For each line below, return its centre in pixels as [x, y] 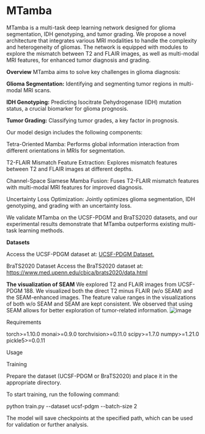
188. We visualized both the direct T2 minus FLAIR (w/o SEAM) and [109, 290]
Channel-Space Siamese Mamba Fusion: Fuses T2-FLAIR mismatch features [103, 180]
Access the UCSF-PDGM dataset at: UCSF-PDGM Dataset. [80, 254]
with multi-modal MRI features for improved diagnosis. [75, 187]
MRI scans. [37, 90]
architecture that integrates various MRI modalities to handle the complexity [102, 40]
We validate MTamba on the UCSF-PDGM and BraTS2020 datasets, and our [102, 217]
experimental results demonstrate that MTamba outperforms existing [93, 224]
